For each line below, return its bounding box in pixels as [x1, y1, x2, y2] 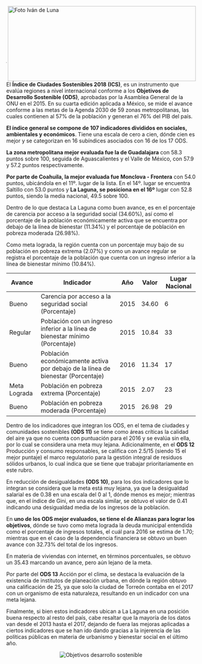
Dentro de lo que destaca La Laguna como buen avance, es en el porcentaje [6, 204, 195, 211]
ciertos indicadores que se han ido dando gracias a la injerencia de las [6, 627, 181, 634]
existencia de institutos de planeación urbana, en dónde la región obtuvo [6, 577, 187, 584]
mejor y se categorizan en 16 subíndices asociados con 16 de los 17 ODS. [6, 137, 188, 144]
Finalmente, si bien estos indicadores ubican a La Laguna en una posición [6, 608, 189, 615]
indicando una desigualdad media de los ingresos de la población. [6, 504, 170, 511]
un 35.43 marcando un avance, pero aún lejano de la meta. [6, 559, 152, 566]
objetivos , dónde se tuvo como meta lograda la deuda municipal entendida [6, 522, 192, 529]
